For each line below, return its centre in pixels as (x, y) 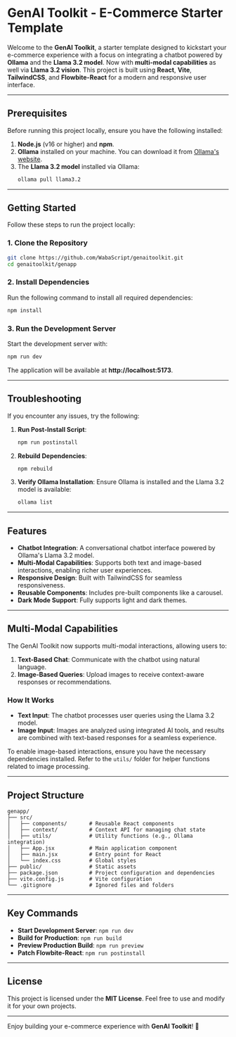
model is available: (44, 490)
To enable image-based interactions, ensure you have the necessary (106, 751)
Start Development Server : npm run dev (76, 930)
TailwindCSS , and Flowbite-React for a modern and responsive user (107, 77)
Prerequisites (37, 114)
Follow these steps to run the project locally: (71, 225)
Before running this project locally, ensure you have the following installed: (115, 130)
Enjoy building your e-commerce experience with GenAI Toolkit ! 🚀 (103, 1026)
